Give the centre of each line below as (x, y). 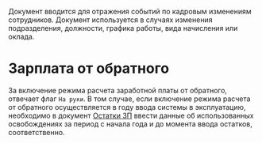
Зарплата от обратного (89, 68)
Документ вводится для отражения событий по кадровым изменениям (130, 11)
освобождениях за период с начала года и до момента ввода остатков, (130, 124)
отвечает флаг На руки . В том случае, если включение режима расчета (129, 99)
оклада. (21, 36)
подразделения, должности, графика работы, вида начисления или (123, 28)
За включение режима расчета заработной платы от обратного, (118, 90)
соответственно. (37, 132)
